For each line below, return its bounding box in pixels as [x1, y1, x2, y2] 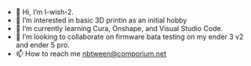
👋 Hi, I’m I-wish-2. [15, 8, 75, 16]
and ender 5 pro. [15, 40, 71, 50]
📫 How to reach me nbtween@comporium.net [15, 49, 167, 58]
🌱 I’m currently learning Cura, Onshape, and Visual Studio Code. [15, 24, 224, 33]
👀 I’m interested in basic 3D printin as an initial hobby [15, 16, 187, 25]
